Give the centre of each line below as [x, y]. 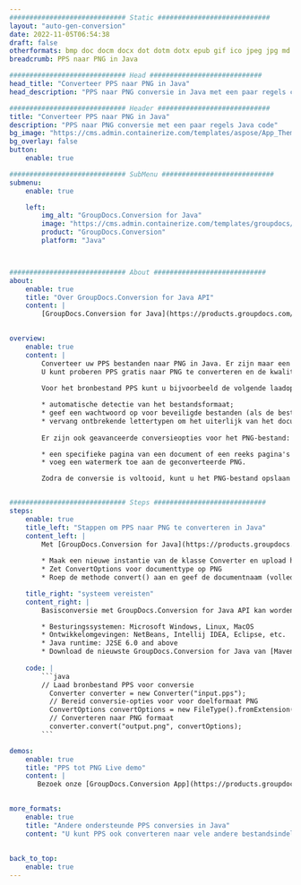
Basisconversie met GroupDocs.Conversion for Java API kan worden [168, 610]
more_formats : [36, 809]
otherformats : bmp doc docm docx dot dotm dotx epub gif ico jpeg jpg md [150, 51]
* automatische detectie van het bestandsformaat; [138, 405]
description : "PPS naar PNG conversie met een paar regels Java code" [144, 125]
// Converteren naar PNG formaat [112, 718]
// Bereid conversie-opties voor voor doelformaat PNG [153, 701]
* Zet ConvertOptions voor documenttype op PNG [132, 570]
